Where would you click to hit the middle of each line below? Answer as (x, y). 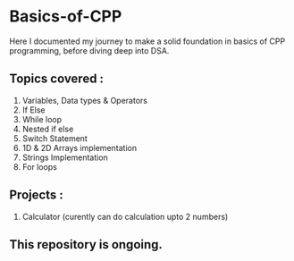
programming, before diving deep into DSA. (89, 50)
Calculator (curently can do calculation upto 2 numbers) (125, 216)
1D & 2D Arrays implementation (79, 147)
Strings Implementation (65, 157)
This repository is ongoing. (86, 244)
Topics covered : (57, 79)
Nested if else (48, 129)
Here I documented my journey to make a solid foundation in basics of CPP (147, 41)
